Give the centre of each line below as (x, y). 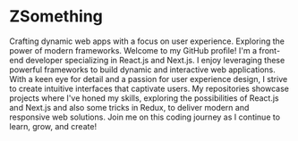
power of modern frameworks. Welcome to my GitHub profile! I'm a (133, 50)
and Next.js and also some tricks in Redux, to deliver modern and (129, 107)
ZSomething (56, 17)
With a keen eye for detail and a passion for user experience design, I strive (149, 79)
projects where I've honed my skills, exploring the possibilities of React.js (144, 98)
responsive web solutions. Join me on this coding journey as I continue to (145, 117)
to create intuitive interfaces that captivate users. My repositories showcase (149, 88)
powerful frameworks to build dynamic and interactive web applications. (142, 70)
